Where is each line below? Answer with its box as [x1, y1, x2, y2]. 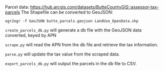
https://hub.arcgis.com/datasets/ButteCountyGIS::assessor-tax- [30, 4, 159, 10]
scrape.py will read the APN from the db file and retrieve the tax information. [5, 42, 159, 48]
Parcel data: [5, 4, 29, 10]
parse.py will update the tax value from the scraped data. [5, 51, 120, 57]
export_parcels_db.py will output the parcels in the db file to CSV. [5, 61, 137, 66]
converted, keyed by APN [5, 33, 57, 38]
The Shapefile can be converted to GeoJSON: [21, 9, 113, 15]
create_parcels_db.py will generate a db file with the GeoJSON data [5, 27, 142, 33]
